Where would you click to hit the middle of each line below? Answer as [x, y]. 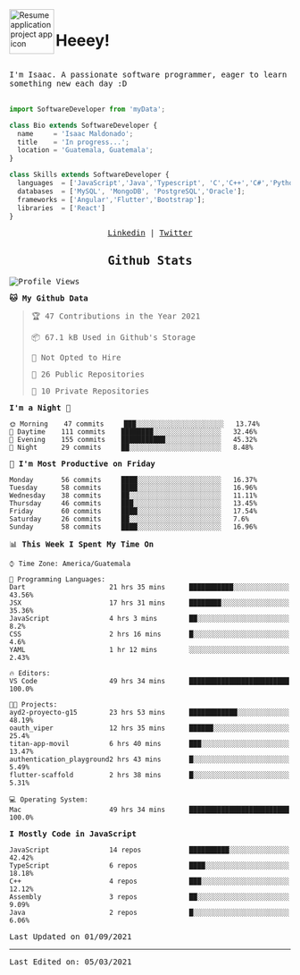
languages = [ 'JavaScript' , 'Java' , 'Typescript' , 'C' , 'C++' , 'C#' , [143, 183]
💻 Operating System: [49, 800]
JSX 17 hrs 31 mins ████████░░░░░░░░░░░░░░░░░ [150, 603]
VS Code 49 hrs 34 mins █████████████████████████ [150, 682]
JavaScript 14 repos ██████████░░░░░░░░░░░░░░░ [150, 850]
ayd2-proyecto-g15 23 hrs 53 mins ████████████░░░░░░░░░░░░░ [150, 713]
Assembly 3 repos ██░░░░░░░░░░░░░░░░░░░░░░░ [150, 897]
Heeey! [83, 41]
